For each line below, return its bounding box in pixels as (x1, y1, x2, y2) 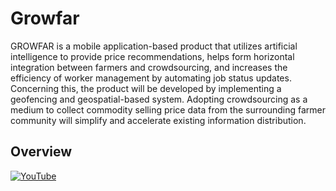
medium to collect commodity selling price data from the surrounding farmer (10, 103, 326, 116)
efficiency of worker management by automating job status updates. (10, 72, 292, 84)
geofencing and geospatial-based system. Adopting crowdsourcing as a (10, 93, 308, 105)
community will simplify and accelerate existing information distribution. (10, 114, 307, 126)
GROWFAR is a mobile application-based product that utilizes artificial (10, 40, 298, 52)
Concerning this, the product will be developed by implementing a (10, 82, 282, 94)
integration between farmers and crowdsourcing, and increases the (10, 61, 288, 73)
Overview (10, 143, 73, 161)
